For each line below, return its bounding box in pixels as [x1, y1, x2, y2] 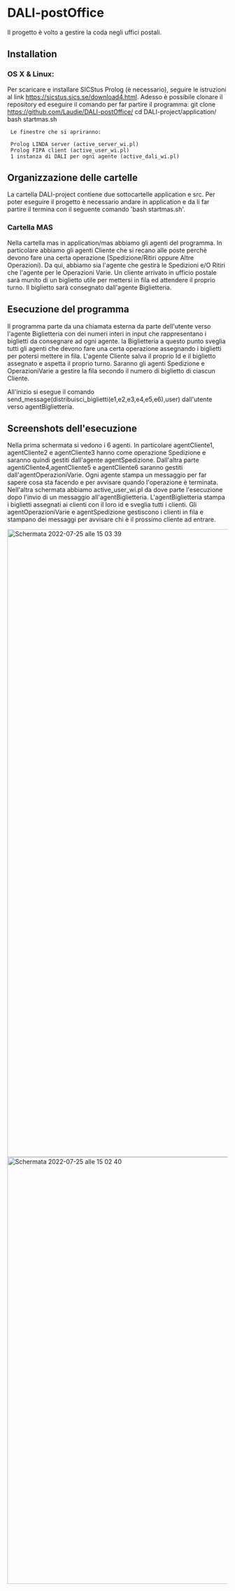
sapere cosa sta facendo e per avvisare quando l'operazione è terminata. [7, 478, 218, 487]
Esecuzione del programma [7, 303, 129, 315]
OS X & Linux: [7, 69, 55, 79]
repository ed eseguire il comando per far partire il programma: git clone [7, 100, 215, 108]
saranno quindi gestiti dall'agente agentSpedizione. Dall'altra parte [7, 456, 199, 464]
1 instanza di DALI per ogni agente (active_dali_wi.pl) [10, 152, 180, 160]
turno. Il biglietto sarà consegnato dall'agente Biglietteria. [7, 283, 172, 291]
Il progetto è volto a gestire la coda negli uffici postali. [7, 28, 162, 36]
